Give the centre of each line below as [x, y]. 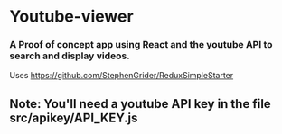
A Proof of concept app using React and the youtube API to [141, 45]
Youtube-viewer [71, 17]
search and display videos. [70, 56]
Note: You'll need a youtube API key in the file [140, 104]
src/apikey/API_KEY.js [74, 117]
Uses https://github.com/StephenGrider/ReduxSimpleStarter [122, 76]
